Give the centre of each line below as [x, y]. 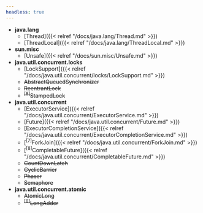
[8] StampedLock [44, 95]
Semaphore [38, 182]
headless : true [25, 12]
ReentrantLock [42, 88]
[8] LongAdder [41, 203]
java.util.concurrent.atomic [50, 189]
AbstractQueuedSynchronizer [61, 82]
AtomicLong [39, 196]
